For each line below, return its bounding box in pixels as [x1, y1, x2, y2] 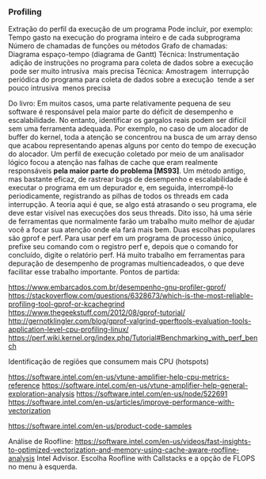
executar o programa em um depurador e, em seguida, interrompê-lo [8, 183, 234, 193]
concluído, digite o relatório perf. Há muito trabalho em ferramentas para [8, 251, 245, 260]
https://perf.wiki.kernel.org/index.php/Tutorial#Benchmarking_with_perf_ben [8, 333, 258, 343]
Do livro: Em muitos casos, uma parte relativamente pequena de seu [8, 98, 231, 109]
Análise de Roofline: [8, 437, 74, 446]
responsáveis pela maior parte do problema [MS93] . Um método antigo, [8, 166, 246, 176]
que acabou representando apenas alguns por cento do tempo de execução [8, 141, 256, 151]
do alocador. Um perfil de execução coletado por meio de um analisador [8, 149, 245, 159]
